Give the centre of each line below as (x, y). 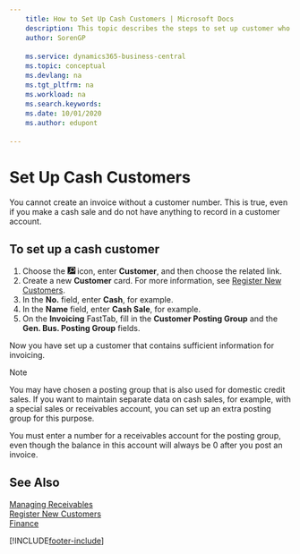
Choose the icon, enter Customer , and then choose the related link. (152, 271)
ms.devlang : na (54, 76)
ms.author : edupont (62, 123)
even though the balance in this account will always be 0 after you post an (146, 445)
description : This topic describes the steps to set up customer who (158, 28)
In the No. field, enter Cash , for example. (98, 299)
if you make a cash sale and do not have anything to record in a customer (145, 212)
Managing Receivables (51, 504)
